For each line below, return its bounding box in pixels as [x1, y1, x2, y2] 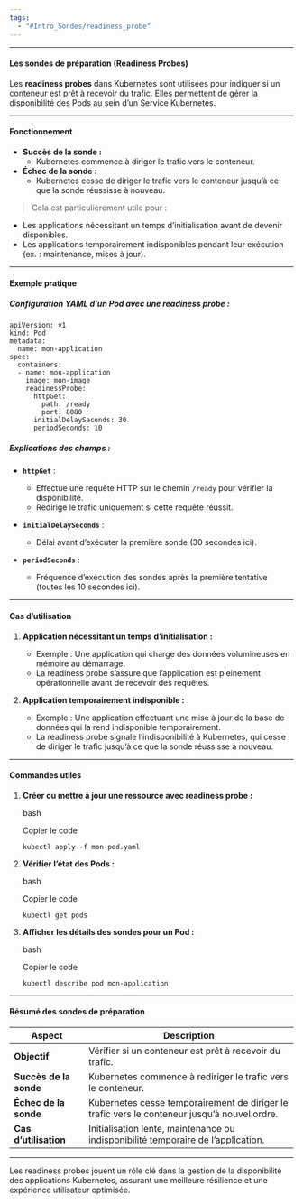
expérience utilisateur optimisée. [9, 1184, 131, 1196]
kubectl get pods [22, 911, 88, 920]
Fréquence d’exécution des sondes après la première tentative [35, 572, 268, 583]
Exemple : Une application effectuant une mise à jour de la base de [35, 712, 285, 723]
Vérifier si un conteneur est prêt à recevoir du [88, 1044, 281, 1057]
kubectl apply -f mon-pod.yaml [22, 842, 141, 851]
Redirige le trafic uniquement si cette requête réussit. [35, 502, 234, 513]
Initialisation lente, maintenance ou [88, 1123, 235, 1135]
